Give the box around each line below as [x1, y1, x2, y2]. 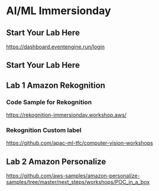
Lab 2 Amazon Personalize [6, 156, 106, 166]
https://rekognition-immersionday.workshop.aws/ [6, 111, 127, 118]
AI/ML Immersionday [6, 4, 111, 18]
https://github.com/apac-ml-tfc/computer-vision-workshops [6, 140, 154, 147]
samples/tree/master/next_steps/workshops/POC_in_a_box [6, 179, 150, 186]
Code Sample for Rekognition [6, 98, 92, 106]
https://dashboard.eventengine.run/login [6, 43, 105, 50]
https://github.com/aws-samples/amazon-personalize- [6, 172, 140, 179]
